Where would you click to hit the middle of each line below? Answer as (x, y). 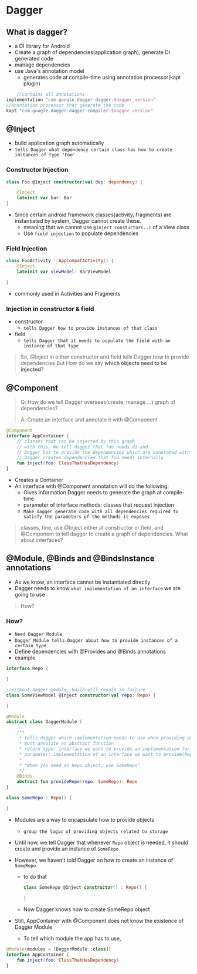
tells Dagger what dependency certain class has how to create (94, 150)
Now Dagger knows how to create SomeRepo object (87, 909)
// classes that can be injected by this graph (76, 441)
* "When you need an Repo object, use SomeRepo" (80, 765)
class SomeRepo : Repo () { (39, 798)
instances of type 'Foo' (45, 155)
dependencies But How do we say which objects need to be (94, 363)
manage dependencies (42, 65)
